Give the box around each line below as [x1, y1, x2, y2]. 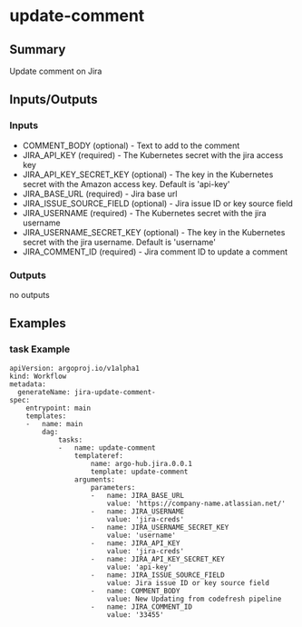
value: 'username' [106, 531, 177, 540]
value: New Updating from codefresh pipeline [106, 594, 282, 603]
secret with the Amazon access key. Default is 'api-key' [22, 178, 230, 189]
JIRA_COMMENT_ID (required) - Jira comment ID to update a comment [22, 246, 288, 257]
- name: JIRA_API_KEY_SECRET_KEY [90, 554, 225, 563]
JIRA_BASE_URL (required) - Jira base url [22, 188, 178, 199]
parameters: [90, 483, 136, 492]
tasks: [57, 435, 83, 444]
